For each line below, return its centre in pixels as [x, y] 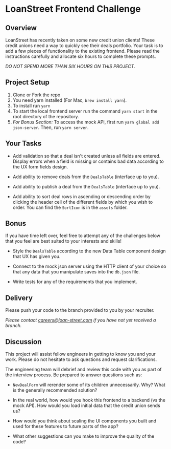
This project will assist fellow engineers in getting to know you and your [80, 354]
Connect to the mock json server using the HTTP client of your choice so [89, 266]
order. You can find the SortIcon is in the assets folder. [70, 207]
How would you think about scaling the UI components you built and [84, 421]
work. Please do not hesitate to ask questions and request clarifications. [81, 359]
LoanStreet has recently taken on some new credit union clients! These [80, 40]
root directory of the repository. [46, 116]
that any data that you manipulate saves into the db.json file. [76, 272]
